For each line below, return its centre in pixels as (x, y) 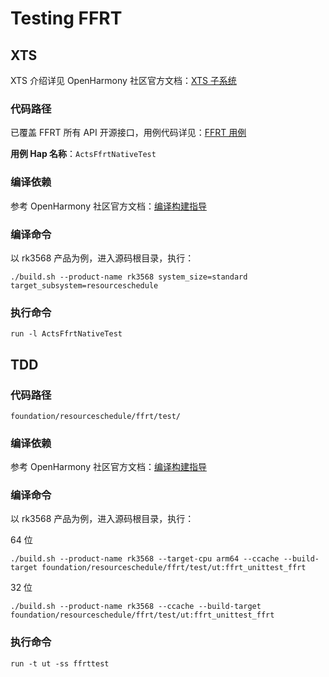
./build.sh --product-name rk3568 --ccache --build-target (136, 607)
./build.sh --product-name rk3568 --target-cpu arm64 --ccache (145, 559)
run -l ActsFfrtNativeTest (66, 334)
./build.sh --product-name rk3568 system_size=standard (129, 277)
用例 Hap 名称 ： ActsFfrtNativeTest (83, 154)
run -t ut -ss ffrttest (60, 663)
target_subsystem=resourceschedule (84, 285)
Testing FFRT (66, 18)
